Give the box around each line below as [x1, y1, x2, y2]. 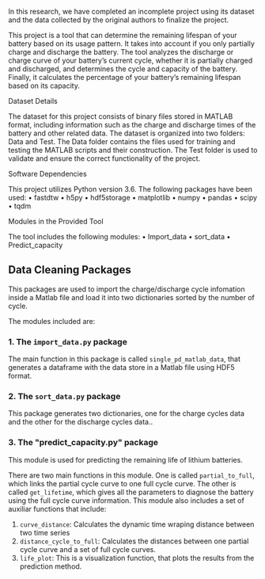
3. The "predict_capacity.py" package [8, 437, 159, 448]
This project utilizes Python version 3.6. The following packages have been [8, 185, 253, 193]
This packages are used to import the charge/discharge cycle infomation [8, 284, 245, 294]
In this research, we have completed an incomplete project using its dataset [8, 7, 255, 16]
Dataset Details [8, 97, 58, 105]
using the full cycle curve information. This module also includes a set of [8, 495, 245, 505]
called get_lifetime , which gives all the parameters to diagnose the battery [8, 487, 255, 497]
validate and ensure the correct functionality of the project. [8, 154, 201, 163]
